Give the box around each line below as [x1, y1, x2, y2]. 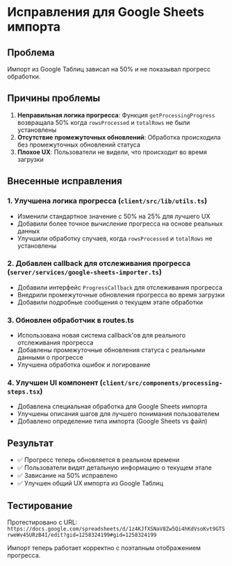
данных [17, 226, 40, 235]
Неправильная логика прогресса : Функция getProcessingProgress [17, 110, 215, 119]
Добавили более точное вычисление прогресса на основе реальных [17, 219, 224, 228]
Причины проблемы [7, 92, 101, 104]
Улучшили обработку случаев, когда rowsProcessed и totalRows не [17, 234, 213, 242]
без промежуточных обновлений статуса [17, 140, 141, 149]
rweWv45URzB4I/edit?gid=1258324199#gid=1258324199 [7, 532, 157, 539]
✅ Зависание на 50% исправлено [17, 472, 118, 480]
